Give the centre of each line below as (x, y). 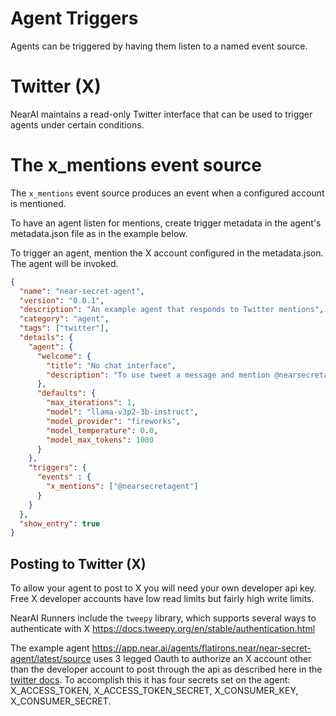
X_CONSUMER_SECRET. (61, 701)
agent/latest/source (51, 659)
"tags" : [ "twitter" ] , (64, 328)
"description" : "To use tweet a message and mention (158, 375)
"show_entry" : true (60, 523)
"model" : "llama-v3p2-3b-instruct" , (122, 412)
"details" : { (46, 338)
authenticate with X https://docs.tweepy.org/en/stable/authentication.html (163, 629)
